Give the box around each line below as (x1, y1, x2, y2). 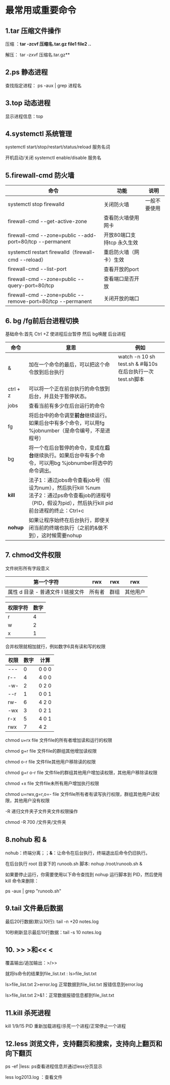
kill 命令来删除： (5, 878, 39, 884)
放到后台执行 (33, 369, 65, 376)
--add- (77, 232, 97, 239)
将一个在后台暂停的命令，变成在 (28, 444, 105, 451)
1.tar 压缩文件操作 (5, 26, 61, 35)
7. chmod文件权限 (5, 551, 61, 560)
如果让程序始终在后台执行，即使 (28, 517, 105, 524)
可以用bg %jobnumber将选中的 (38, 459, 113, 467)
